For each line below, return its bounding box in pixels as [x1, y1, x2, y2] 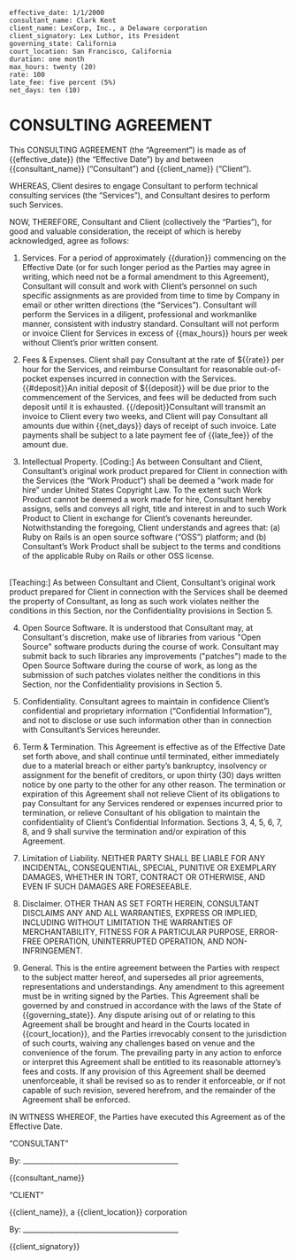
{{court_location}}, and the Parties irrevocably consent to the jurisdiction [21, 1028, 287, 1038]
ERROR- [248, 926, 279, 937]
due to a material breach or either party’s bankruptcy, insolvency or [21, 760, 268, 771]
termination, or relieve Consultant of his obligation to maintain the [21, 807, 261, 818]
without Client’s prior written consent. [21, 337, 159, 347]
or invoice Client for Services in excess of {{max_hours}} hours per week [21, 328, 288, 338]
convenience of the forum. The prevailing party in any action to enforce [21, 1046, 283, 1058]
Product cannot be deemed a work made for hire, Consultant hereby [21, 494, 271, 504]
